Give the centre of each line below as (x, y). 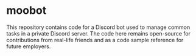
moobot (26, 11)
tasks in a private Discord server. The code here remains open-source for (98, 33)
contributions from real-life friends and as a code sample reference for (95, 40)
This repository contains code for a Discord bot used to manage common (98, 27)
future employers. (29, 46)
